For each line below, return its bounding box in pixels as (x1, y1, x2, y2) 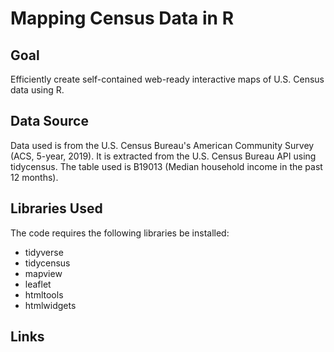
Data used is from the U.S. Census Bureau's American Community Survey (10, 139, 315, 151)
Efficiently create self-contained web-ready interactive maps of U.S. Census (10, 73, 325, 85)
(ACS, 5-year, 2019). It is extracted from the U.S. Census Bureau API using (10, 150, 317, 162)
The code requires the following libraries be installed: (10, 227, 230, 239)
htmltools (24, 288, 64, 301)
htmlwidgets (24, 299, 77, 311)
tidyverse (24, 246, 64, 258)
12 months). (10, 171, 59, 183)
